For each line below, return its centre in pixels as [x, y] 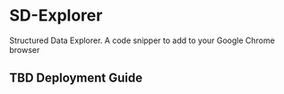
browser [25, 49]
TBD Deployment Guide [76, 78]
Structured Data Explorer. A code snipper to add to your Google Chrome [142, 40]
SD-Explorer [56, 16]
